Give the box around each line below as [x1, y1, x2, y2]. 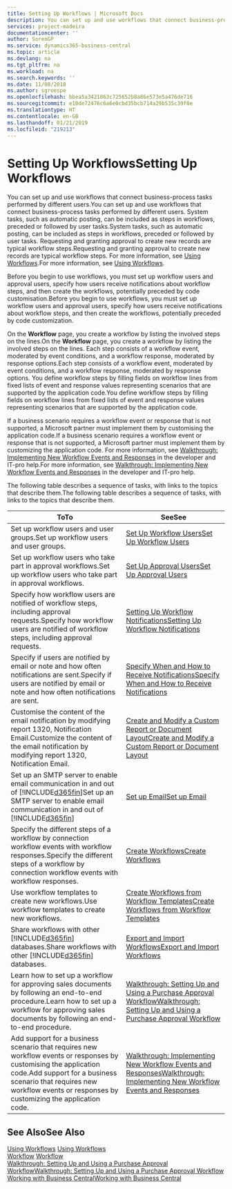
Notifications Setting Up [126, 616, 202, 625]
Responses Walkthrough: [126, 1068, 205, 1078]
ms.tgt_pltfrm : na [7, 61, 60, 68]
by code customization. [7, 316, 74, 325]
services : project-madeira [7, 23, 85, 30]
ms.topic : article [7, 49, 60, 56]
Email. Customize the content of [10, 733, 113, 743]
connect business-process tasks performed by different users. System [7, 208, 209, 216]
